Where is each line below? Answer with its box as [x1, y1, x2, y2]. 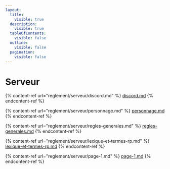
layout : [5, 7, 22, 13]
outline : [10, 40, 28, 45]
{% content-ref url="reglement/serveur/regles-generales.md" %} [5, 123, 142, 129]
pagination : [10, 49, 35, 54]
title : [10, 12, 24, 17]
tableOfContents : [10, 31, 47, 36]
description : [10, 21, 37, 27]
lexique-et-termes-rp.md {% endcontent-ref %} [5, 143, 105, 149]
